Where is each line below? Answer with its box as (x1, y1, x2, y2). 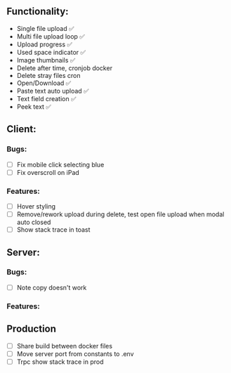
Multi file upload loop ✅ (16, 32, 85, 41)
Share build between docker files (16, 341, 113, 350)
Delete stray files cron (16, 71, 81, 79)
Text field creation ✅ (16, 94, 77, 103)
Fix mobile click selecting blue (16, 160, 105, 169)
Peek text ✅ (16, 102, 52, 111)
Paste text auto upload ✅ (16, 86, 89, 95)
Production (6, 323, 57, 335)
